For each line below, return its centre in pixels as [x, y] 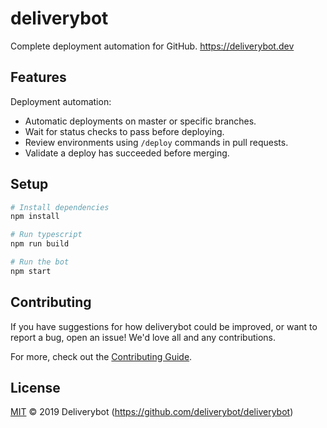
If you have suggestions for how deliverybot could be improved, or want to [164, 326]
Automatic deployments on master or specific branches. [140, 121]
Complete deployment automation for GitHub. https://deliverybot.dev [152, 46]
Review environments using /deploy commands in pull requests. [156, 142]
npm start [31, 271]
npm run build [40, 244]
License [35, 388]
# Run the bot [40, 262]
